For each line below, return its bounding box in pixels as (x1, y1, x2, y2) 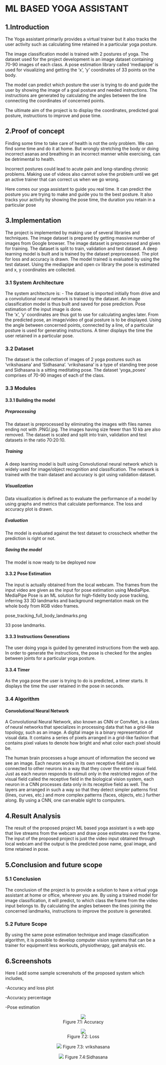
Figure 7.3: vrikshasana (62, 1044, 110, 1050)
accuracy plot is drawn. (5, 506, 53, 512)
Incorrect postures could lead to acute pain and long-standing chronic (5, 165, 149, 172)
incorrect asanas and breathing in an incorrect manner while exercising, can (5, 150, 161, 157)
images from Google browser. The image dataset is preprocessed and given (5, 240, 161, 246)
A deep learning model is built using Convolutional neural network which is (5, 461, 158, 467)
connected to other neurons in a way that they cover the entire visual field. (5, 766, 157, 772)
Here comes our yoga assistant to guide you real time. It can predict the (5, 186, 152, 192)
